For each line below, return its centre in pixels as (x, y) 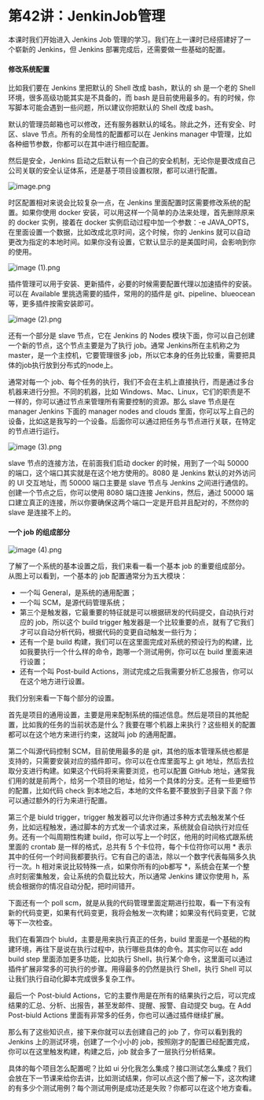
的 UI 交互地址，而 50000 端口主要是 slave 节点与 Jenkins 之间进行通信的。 (130, 483)
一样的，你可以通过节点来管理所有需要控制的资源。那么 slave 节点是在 (122, 402)
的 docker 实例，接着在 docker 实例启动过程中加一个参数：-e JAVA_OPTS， (131, 222)
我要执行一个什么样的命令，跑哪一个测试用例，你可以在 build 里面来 (136, 652)
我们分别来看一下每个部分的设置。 (63, 698)
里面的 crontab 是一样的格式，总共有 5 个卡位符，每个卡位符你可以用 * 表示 (130, 847)
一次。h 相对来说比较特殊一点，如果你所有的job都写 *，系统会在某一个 (129, 867)
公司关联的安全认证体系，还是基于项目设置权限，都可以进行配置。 (115, 171)
